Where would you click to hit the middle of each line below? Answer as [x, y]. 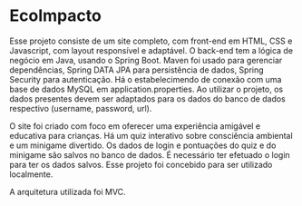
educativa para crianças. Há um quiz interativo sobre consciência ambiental [151, 135]
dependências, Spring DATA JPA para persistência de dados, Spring [137, 70]
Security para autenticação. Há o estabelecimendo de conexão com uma [146, 79]
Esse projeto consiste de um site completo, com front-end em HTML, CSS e [151, 41]
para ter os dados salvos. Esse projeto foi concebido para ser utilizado [141, 164]
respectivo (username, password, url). [81, 108]
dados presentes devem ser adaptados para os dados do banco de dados [147, 98]
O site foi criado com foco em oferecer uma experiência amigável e [135, 126]
